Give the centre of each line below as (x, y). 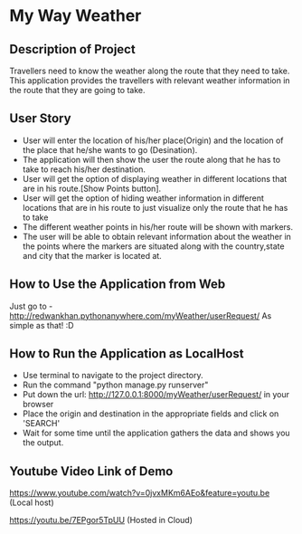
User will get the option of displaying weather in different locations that (155, 178)
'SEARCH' (41, 424)
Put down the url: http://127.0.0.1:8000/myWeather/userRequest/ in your (156, 395)
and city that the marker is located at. (92, 255)
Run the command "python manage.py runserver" (115, 385)
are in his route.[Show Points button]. (92, 188)
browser (38, 405)
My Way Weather (75, 16)
